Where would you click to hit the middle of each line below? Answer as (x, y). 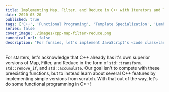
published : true (22, 19)
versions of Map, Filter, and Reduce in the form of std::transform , (74, 62)
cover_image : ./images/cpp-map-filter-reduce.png (58, 33)
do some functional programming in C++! (48, 84)
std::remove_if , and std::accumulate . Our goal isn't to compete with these (82, 68)
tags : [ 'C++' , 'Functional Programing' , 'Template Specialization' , (78, 24)
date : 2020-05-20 (23, 15)
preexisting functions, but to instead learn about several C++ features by (80, 73)
